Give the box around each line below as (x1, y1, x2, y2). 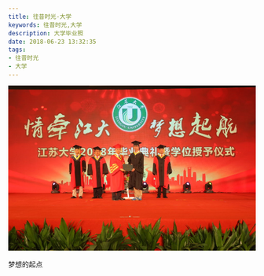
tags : (8, 46, 26, 54)
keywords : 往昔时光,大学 (8, 20, 82, 29)
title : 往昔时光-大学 (8, 13, 72, 20)
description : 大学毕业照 (8, 29, 84, 37)
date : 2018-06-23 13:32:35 (8, 38, 97, 46)
